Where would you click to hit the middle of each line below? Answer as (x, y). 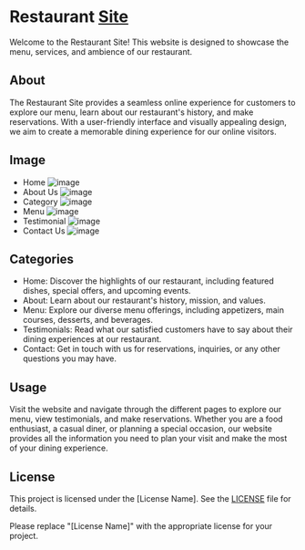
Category (40, 202)
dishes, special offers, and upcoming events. (107, 291)
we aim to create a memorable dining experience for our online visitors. (143, 131)
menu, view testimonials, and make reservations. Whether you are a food (147, 419)
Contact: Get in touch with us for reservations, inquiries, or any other (151, 349)
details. (23, 508)
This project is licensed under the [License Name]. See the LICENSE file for (150, 498)
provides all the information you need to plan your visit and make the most (148, 439)
